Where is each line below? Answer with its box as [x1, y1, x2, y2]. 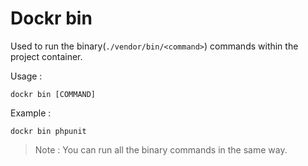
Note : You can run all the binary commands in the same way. [34, 143, 288, 156]
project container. [10, 50, 83, 62]
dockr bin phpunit [10, 126, 87, 136]
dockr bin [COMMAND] [10, 89, 97, 99]
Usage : [10, 70, 43, 82]
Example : [10, 107, 52, 119]
